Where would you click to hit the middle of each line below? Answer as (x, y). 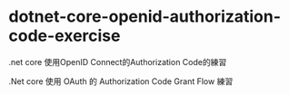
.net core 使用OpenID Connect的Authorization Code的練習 (118, 62)
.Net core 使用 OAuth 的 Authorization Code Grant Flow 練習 (121, 81)
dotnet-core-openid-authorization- (145, 17)
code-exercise (65, 36)
